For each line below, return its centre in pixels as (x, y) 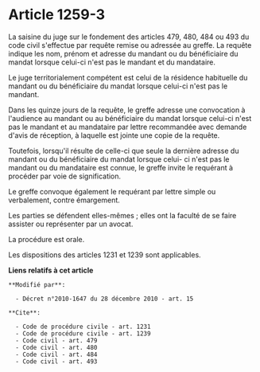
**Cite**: (25, 312)
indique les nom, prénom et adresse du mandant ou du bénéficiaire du (123, 53)
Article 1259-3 (57, 15)
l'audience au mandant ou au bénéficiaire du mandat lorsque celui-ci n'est (130, 118)
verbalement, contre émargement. (64, 200)
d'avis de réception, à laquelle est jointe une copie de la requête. (114, 135)
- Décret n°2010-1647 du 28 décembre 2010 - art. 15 (105, 299)
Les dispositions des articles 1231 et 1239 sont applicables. (105, 255)
